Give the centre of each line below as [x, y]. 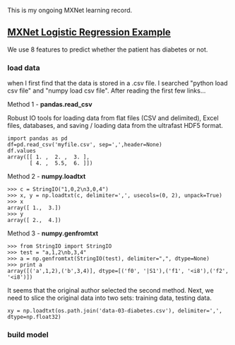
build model [28, 335]
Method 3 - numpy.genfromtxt [53, 233]
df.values [22, 151]
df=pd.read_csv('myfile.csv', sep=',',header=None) [85, 145]
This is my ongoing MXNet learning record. [70, 10]
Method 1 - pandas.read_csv [50, 105]
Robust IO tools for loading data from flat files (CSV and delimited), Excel [113, 118]
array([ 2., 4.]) [34, 221]
